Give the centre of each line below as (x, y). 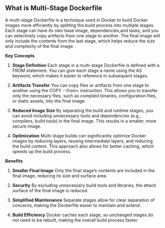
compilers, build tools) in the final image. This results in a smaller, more (84, 121)
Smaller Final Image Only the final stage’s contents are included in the (83, 170)
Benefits (14, 161)
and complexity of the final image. (40, 46)
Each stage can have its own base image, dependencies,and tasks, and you (82, 30)
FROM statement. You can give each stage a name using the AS (77, 70)
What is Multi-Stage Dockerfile (54, 8)
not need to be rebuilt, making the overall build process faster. (75, 220)
